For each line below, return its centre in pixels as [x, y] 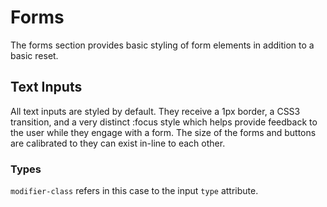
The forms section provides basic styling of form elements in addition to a [162, 45]
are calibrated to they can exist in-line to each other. [118, 143]
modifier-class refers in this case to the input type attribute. [134, 191]
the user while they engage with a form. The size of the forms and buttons [163, 132]
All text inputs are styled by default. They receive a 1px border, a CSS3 [155, 111]
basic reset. [34, 55]
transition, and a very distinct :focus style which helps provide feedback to [164, 122]
